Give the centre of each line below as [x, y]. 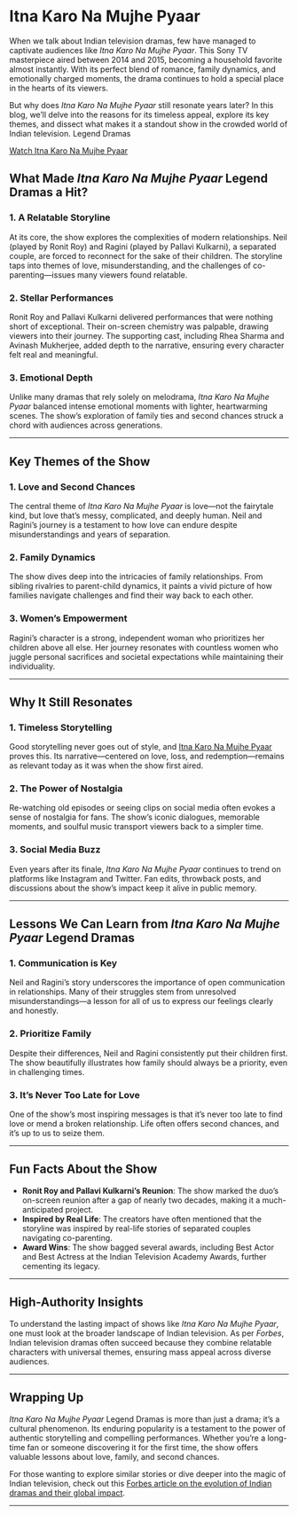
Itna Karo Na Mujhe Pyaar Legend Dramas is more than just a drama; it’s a [145, 1419]
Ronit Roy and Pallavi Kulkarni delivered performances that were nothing [141, 317]
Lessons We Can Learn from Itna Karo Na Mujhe [145, 924]
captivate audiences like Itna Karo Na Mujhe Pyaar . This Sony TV [129, 50]
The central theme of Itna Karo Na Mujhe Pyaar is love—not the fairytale [141, 506]
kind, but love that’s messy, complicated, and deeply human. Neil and [136, 515]
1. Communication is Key [63, 963]
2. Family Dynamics [52, 557]
